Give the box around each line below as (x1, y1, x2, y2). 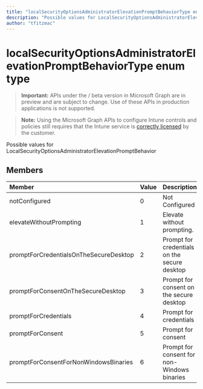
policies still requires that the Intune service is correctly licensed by (21, 123, 189, 130)
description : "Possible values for (6, 15, 96, 21)
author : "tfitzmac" (6, 20, 56, 26)
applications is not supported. (21, 105, 95, 112)
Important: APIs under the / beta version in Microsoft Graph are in (21, 92, 186, 99)
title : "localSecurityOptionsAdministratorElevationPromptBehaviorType (6, 8, 190, 15)
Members (6, 165, 43, 175)
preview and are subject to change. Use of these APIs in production (21, 98, 190, 106)
